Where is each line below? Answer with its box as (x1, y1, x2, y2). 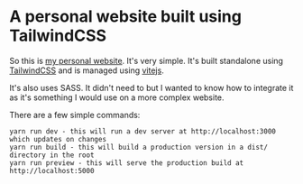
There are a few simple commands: (9, 109, 141, 120)
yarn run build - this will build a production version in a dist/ (9, 143, 269, 152)
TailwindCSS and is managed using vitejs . (9, 65, 164, 76)
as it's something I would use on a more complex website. (9, 92, 225, 103)
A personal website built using (9, 6, 242, 27)
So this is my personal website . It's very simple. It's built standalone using (9, 55, 284, 66)
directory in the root (9, 151, 95, 160)
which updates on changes (9, 134, 106, 143)
